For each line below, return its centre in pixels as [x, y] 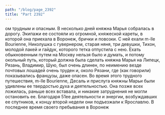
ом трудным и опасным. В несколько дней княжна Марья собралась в [80, 28]
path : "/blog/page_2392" [31, 10]
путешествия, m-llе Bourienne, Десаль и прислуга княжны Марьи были [80, 81]
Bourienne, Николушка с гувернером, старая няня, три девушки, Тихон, [81, 44]
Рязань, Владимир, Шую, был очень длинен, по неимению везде [73, 65]
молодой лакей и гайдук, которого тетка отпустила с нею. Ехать [73, 49]
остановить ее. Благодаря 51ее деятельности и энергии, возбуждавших [81, 96]
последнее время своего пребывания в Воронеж [57, 107]
